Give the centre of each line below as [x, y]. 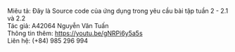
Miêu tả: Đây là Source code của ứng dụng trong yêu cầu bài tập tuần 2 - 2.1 [118, 11]
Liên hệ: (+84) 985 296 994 [48, 41]
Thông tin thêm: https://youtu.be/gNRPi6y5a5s [75, 33]
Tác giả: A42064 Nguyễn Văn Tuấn [58, 26]
